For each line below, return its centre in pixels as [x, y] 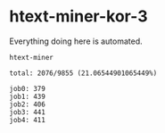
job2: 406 [28, 104]
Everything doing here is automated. [76, 41]
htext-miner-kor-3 [78, 17]
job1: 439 [28, 96]
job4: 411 [28, 120]
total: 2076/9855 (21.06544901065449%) [83, 73]
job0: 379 [28, 88]
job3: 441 [28, 112]
